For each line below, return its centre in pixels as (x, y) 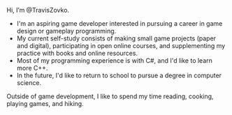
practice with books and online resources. (77, 53)
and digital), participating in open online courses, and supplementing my (121, 46)
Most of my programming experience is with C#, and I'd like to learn (114, 61)
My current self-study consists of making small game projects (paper (116, 38)
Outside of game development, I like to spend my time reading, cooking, (110, 96)
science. (29, 83)
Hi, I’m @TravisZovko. (38, 10)
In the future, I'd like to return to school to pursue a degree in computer (119, 75)
